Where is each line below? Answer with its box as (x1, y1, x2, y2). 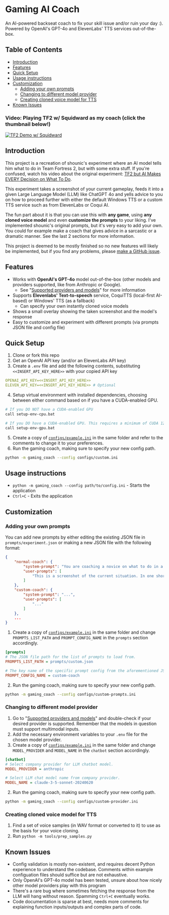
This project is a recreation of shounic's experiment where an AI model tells (5, 160, 162, 166)
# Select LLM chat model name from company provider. (5, 775, 121, 780)
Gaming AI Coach (5, 4, 79, 15)
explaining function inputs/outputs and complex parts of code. (12, 904, 142, 910)
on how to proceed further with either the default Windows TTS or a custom (5, 197, 162, 203)
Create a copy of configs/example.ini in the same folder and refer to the (12, 434, 163, 440)
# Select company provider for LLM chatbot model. (5, 762, 114, 767)
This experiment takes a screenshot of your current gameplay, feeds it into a (5, 185, 163, 192)
